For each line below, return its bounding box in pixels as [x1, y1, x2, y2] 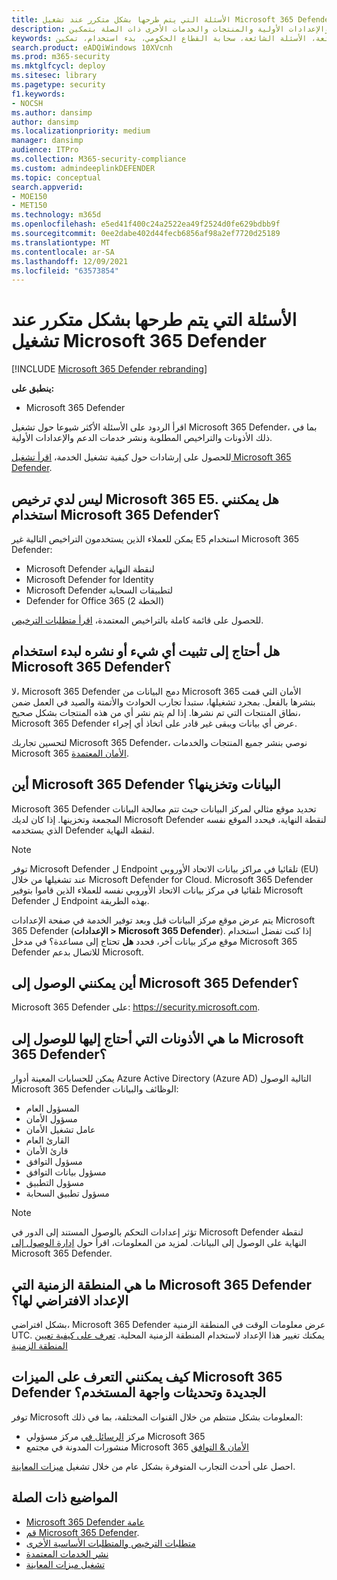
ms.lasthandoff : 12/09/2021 [11, 256, 129, 266]
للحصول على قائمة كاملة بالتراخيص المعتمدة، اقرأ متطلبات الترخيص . [11, 614, 264, 626]
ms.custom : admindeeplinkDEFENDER [11, 163, 156, 173]
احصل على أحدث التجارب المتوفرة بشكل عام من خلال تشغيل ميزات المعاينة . [11, 1460, 296, 1472]
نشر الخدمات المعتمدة [25, 1547, 109, 1560]
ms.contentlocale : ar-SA [11, 247, 115, 257]
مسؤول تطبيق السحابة [25, 1187, 110, 1200]
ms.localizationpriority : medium [11, 126, 151, 136]
